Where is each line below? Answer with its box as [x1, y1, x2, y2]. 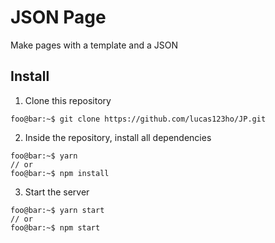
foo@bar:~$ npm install [10, 168, 110, 178]
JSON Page [10, 6, 107, 29]
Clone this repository [24, 94, 112, 106]
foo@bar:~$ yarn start [10, 205, 105, 215]
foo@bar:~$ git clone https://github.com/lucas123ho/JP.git [10, 114, 267, 124]
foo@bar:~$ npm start [10, 222, 101, 233]
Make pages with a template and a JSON [10, 39, 178, 51]
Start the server [24, 186, 90, 198]
